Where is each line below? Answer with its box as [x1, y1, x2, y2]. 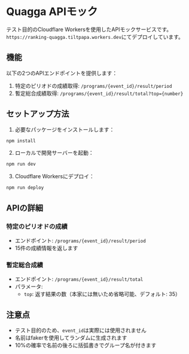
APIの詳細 [6, 203, 44, 213]
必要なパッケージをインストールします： [14, 126, 115, 133]
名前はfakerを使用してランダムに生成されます [14, 334, 127, 341]
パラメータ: [14, 283, 43, 290]
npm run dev [6, 161, 36, 167]
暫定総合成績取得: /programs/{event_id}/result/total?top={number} [14, 90, 184, 97]
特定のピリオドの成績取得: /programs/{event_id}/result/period [14, 82, 172, 89]
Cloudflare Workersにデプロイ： [14, 173, 94, 180]
